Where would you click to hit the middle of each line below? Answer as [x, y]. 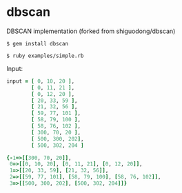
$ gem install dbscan [38, 43]
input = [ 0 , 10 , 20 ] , [41, 81]
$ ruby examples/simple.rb [45, 56]
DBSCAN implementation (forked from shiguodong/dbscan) [91, 31]
